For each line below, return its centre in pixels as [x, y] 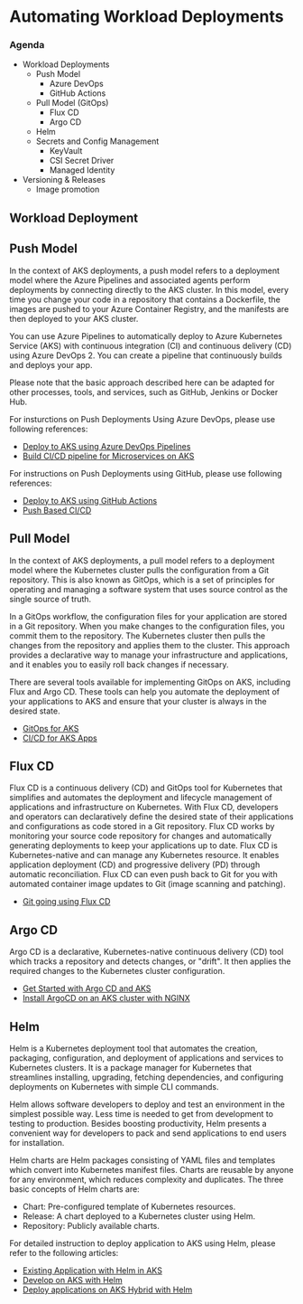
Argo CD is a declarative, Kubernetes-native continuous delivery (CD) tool [147, 952]
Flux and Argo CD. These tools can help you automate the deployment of [145, 691]
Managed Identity [82, 170]
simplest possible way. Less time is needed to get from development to [141, 1113]
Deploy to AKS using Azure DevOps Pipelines [106, 446]
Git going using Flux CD [66, 902]
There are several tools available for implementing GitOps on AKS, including [150, 682]
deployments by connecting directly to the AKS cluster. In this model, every [149, 289]
